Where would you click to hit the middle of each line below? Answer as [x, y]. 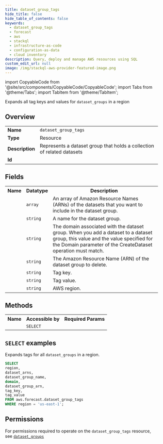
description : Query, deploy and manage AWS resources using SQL [71, 59]
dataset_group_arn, [25, 386]
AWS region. [67, 288]
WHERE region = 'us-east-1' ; [34, 404]
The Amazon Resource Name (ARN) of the [101, 259]
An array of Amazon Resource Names [96, 198]
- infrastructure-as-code [36, 46]
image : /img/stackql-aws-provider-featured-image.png [61, 68]
